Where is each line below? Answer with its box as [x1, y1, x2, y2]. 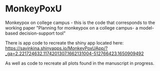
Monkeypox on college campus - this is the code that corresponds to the [5, 19, 155, 25]
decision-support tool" [19, 30, 66, 36]
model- [139, 24, 154, 30]
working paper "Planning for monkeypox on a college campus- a [5, 24, 138, 30]
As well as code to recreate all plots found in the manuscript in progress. [5, 60, 154, 66]
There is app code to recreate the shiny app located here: [5, 39, 124, 45]
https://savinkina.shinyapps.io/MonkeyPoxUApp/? [5, 45, 108, 51]
